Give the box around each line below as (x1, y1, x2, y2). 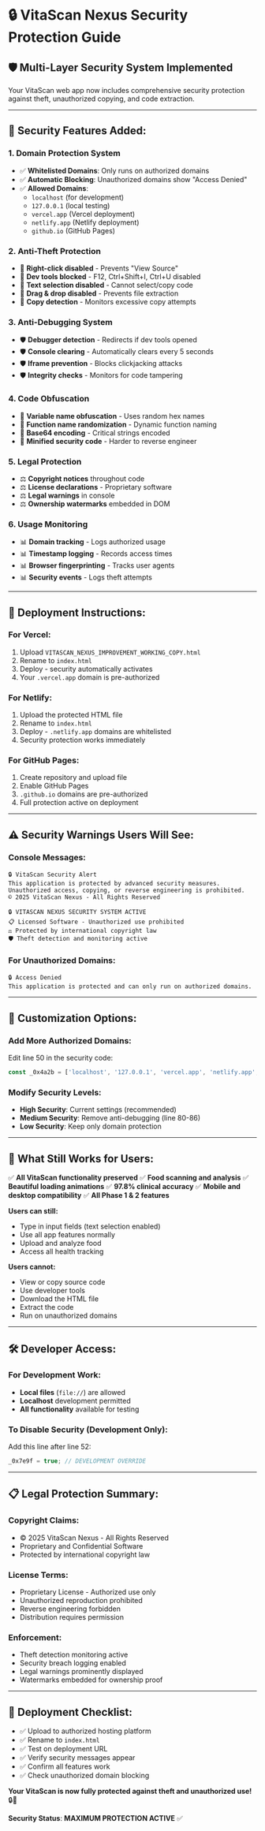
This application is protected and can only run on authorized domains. (8, 983, 252, 990)
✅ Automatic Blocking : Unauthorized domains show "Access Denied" (19, 174, 248, 184)
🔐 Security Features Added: (8, 124, 147, 138)
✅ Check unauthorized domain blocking (19, 1771, 150, 1781)
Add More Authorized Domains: (8, 1035, 132, 1046)
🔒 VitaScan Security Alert (8, 871, 97, 879)
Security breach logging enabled (19, 1658, 126, 1668)
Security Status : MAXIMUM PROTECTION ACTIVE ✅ (8, 1814, 183, 1823)
